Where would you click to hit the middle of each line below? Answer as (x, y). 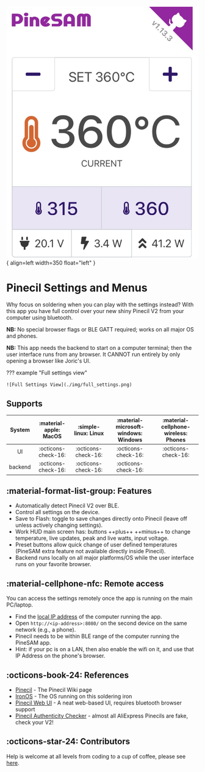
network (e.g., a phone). (45, 630)
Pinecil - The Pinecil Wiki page (54, 690)
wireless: (176, 433)
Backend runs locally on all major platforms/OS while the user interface (104, 558)
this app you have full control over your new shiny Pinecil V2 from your (95, 311)
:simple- (89, 426)
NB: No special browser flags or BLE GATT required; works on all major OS (100, 330)
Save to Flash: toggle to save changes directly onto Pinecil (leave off (101, 519)
